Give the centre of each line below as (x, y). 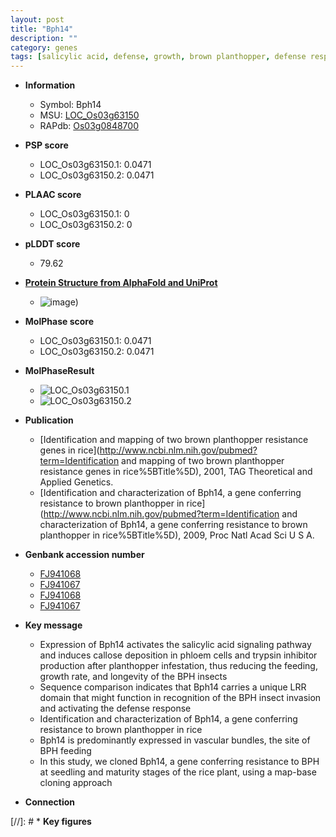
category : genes (44, 47)
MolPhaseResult (59, 371)
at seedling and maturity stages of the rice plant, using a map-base (178, 772)
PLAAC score (53, 195)
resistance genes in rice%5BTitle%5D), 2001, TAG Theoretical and (176, 472)
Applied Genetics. (76, 482)
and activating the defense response (115, 708)
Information (50, 85)
